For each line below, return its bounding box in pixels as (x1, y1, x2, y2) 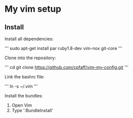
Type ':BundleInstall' (11, 108, 53, 113)
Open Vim (11, 102, 32, 108)
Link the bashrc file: (4, 74, 45, 79)
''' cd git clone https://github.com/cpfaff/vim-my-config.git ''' (4, 65, 129, 70)
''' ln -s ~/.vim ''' (4, 83, 38, 89)
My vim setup (4, 3, 62, 15)
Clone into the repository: (4, 55, 56, 61)
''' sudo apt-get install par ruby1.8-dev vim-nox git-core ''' (4, 46, 122, 51)
